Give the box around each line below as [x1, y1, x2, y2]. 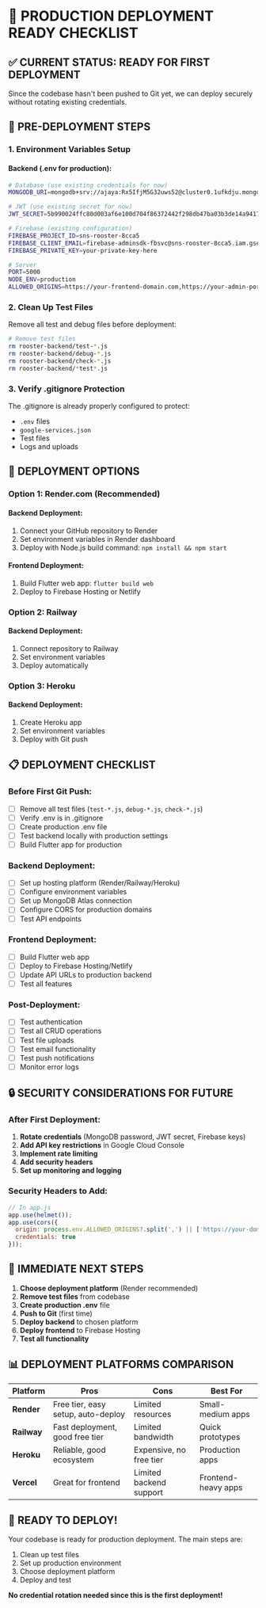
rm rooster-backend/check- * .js [8, 356, 112, 365]
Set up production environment [19, 1558, 122, 1568]
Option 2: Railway [8, 606, 78, 617]
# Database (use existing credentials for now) [8, 181, 169, 189]
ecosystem [52, 1454, 94, 1465]
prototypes [199, 1431, 241, 1442]
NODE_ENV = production [8, 276, 77, 284]
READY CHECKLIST [8, 24, 139, 42]
